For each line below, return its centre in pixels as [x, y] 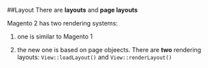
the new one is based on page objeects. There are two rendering [109, 50]
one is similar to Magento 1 [55, 36]
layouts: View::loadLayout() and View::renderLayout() [94, 57]
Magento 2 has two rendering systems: [62, 23]
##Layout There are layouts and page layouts [72, 10]
